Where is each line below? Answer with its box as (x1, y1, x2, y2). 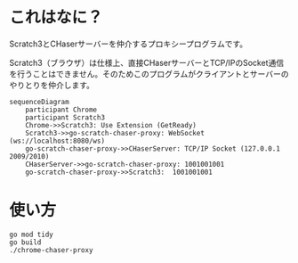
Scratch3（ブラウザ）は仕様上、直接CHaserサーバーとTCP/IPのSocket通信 (9, 57, 285, 68)
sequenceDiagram (9, 97, 69, 106)
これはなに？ (9, 7, 104, 28)
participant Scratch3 (25, 112, 105, 122)
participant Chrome (25, 105, 98, 114)
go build (9, 237, 42, 247)
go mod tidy (9, 230, 53, 239)
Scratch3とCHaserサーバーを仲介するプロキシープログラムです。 (9, 38, 247, 49)
